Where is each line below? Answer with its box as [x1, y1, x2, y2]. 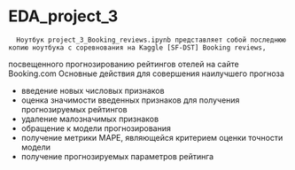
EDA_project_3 [8, 6, 119, 27]
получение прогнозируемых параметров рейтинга [20, 151, 214, 161]
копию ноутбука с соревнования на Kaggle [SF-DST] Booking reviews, [8, 42, 267, 52]
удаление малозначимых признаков [20, 113, 159, 124]
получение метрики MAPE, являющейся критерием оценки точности [20, 132, 283, 143]
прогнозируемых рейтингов [20, 104, 128, 114]
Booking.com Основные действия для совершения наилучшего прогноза [8, 68, 285, 79]
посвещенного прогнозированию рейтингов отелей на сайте [8, 58, 240, 69]
